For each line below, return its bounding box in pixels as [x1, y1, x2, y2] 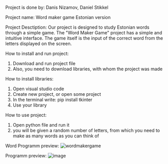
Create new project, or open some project [12, 91, 101, 97]
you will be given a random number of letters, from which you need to [12, 128, 160, 133]
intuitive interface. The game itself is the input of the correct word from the [5, 35, 163, 41]
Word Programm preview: [5, 143, 59, 149]
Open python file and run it [12, 122, 70, 128]
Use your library [12, 102, 47, 108]
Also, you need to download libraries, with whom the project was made [12, 66, 163, 72]
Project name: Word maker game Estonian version [5, 14, 111, 20]
